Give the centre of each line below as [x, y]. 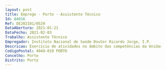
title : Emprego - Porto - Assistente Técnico [53, 14]
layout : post [19, 10]
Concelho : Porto [22, 55]
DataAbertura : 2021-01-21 [32, 28]
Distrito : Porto [22, 60]
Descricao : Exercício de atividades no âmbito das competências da [76, 46]
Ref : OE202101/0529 [25, 23]
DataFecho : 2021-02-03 [28, 33]
